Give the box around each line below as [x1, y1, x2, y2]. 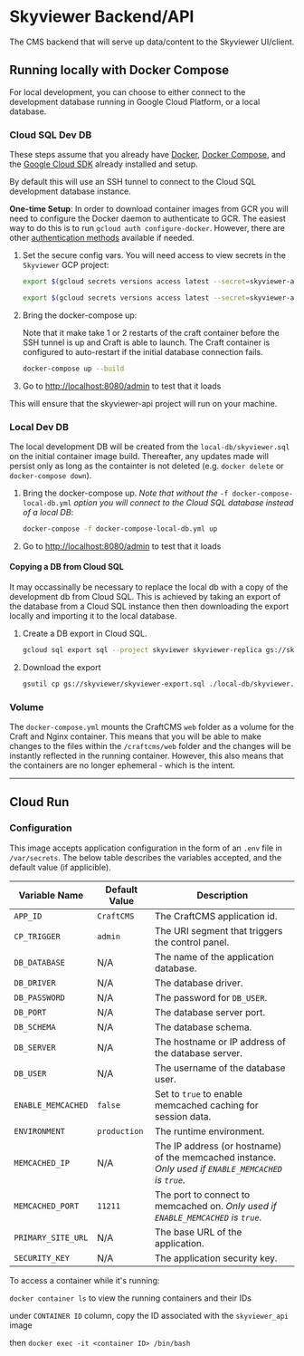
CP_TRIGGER [14, 931, 61, 941]
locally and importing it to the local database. [9, 611, 177, 621]
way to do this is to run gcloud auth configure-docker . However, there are [9, 223, 285, 234]
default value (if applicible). [9, 861, 111, 872]
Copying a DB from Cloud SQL [9, 562, 124, 572]
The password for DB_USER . [155, 991, 268, 1004]
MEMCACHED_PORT [14, 1200, 80, 1211]
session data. [155, 1110, 212, 1122]
